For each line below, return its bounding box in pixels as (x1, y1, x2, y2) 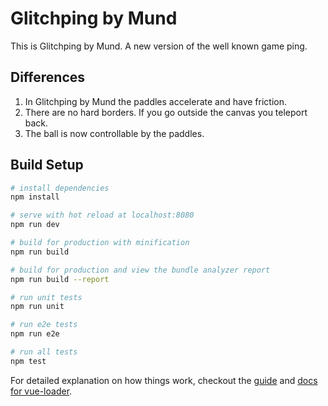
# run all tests (10, 347, 78, 357)
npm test (10, 356, 47, 366)
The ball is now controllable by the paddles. (24, 127, 205, 139)
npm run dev (10, 220, 60, 230)
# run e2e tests (10, 320, 78, 330)
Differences (10, 69, 86, 86)
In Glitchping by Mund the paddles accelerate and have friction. (24, 95, 287, 107)
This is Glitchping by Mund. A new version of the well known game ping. (10, 40, 308, 52)
